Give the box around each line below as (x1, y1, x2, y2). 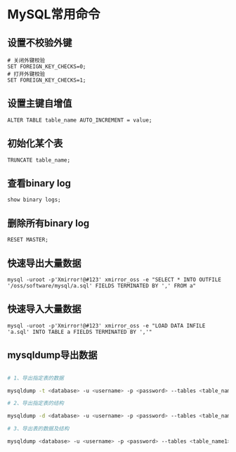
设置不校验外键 (7, 37, 72, 49)
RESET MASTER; (7, 236, 49, 243)
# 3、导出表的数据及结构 (7, 425, 70, 432)
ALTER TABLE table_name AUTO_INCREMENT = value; (7, 117, 152, 124)
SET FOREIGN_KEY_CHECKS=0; (7, 63, 86, 70)
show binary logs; (7, 196, 61, 204)
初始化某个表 (7, 138, 63, 150)
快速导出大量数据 (7, 257, 81, 269)
